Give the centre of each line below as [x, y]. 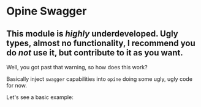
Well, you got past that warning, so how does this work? [77, 67]
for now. [17, 85]
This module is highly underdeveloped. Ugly [93, 34]
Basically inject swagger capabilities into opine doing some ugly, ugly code [100, 79]
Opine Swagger [47, 11]
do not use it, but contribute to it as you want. [95, 53]
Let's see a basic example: [40, 97]
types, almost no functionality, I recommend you [101, 43]
